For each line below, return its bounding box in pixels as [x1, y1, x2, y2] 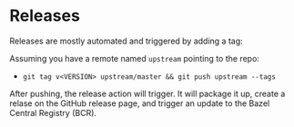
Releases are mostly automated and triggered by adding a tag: [9, 35, 243, 46]
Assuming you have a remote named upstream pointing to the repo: [9, 53, 259, 63]
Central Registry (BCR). [9, 107, 97, 118]
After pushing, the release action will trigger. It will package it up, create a [9, 88, 286, 99]
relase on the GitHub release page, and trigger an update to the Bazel [9, 97, 270, 109]
